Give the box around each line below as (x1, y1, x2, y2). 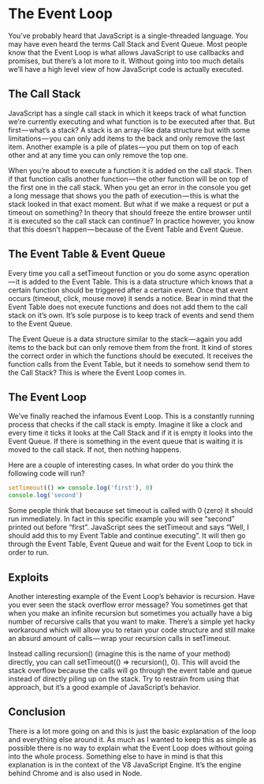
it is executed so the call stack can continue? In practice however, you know (8, 216, 255, 225)
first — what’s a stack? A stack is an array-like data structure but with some (8, 125, 251, 134)
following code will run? (8, 469, 85, 478)
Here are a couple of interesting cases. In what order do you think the (8, 460, 234, 470)
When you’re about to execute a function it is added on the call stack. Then (8, 165, 252, 175)
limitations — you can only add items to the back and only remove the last (8, 134, 246, 143)
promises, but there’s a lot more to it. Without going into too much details (8, 56, 244, 66)
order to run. (8, 548, 50, 557)
